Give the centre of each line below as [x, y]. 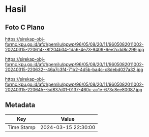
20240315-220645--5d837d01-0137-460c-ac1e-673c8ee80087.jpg [74, 89]
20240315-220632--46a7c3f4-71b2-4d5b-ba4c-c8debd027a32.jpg [74, 69]
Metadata [20, 105]
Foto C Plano [25, 27]
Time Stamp [22, 127]
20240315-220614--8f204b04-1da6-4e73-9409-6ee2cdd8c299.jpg [74, 50]
